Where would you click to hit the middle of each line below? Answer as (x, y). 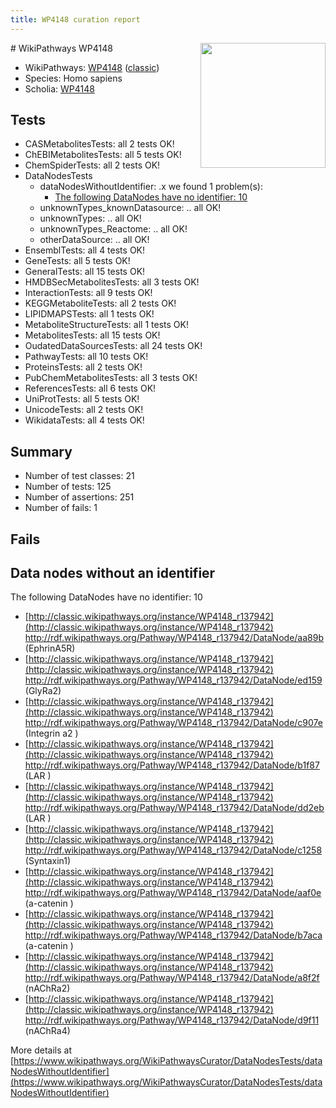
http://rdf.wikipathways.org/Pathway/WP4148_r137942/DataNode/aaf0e (173, 893)
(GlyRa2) (43, 691)
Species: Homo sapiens (73, 78)
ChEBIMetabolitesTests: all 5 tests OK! (103, 155)
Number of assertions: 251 (79, 497)
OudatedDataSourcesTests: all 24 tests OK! (113, 346)
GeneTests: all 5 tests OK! (77, 261)
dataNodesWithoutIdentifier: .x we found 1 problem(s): (151, 187)
